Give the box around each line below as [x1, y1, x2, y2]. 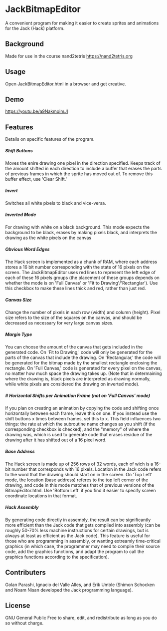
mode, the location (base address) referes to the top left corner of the [5, 477, 149, 483]
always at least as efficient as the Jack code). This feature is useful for [5, 533, 151, 539]
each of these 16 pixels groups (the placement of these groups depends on [5, 275, 160, 281]
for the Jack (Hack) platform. [5, 25, 65, 31]
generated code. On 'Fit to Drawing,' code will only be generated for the [5, 349, 153, 355]
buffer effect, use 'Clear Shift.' [5, 176, 67, 182]
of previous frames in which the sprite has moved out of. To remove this [5, 171, 153, 177]
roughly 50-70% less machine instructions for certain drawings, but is [5, 527, 149, 533]
